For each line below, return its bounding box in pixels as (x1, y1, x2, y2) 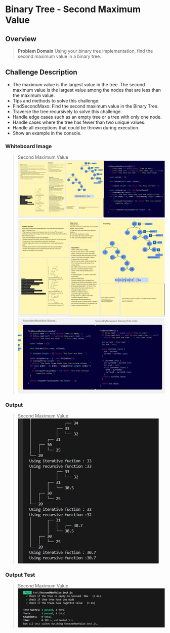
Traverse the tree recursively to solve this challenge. (12, 108, 122, 115)
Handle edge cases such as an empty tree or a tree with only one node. (12, 114, 162, 120)
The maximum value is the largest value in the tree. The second (12, 81, 145, 87)
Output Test (5, 572, 35, 579)
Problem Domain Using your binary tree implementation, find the (17, 48, 153, 54)
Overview (5, 34, 37, 43)
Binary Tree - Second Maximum (5, 4, 141, 15)
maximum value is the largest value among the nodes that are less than (12, 87, 161, 93)
